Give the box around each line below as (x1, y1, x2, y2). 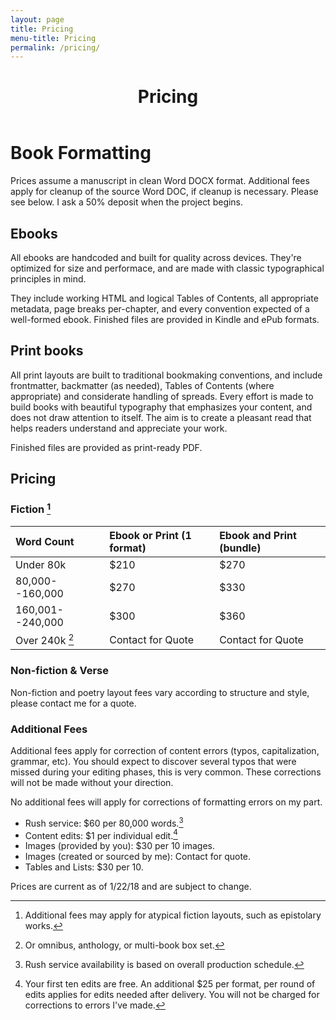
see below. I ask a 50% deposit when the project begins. (10, 196, 244, 208)
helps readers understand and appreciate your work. (10, 422, 228, 434)
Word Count (15, 534, 75, 548)
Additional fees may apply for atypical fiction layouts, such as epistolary (24, 909, 322, 921)
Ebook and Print (219, 528, 297, 542)
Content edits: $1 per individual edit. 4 (24, 827, 178, 841)
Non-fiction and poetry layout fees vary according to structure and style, (10, 686, 310, 698)
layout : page (10, 14, 65, 25)
